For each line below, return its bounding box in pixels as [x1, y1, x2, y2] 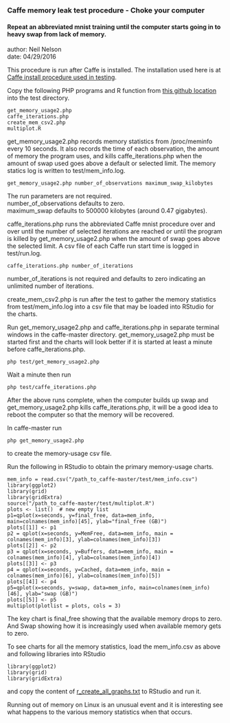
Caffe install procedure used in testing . [7, 73, 117, 81]
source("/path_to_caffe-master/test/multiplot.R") [7, 500, 155, 507]
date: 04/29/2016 [7, 52, 56, 61]
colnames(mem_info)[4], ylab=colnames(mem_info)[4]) [7, 554, 161, 561]
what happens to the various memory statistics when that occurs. [7, 708, 192, 716]
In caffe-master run [7, 424, 62, 432]
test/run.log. [7, 249, 42, 258]
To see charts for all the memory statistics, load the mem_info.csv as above [7, 642, 221, 651]
